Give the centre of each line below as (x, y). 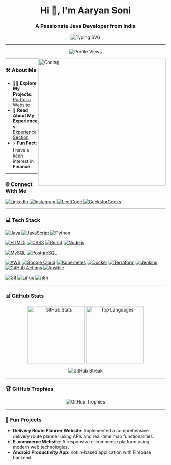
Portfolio (22, 99)
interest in (23, 161)
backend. (22, 458)
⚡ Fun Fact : (25, 143)
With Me (16, 191)
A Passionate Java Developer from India (85, 26)
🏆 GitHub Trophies (30, 389)
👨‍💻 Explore (24, 83)
